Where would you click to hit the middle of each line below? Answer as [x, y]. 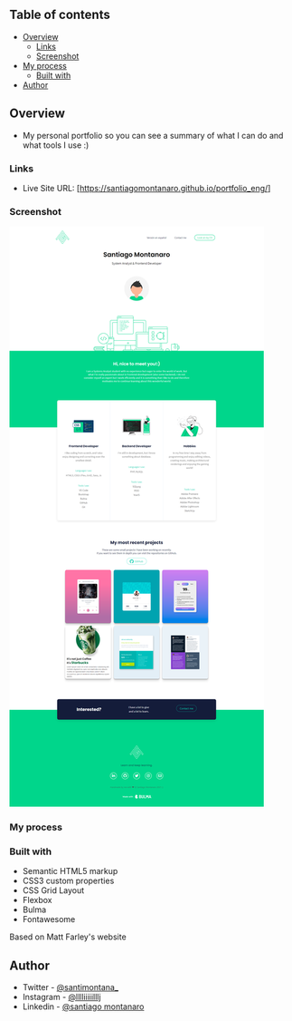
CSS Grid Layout [53, 890]
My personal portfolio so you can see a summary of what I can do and [153, 135]
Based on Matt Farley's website [68, 937]
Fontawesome [49, 919]
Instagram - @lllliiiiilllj [61, 997]
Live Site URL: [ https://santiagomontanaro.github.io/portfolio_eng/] [146, 188]
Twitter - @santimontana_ [71, 987]
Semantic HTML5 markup [70, 871]
